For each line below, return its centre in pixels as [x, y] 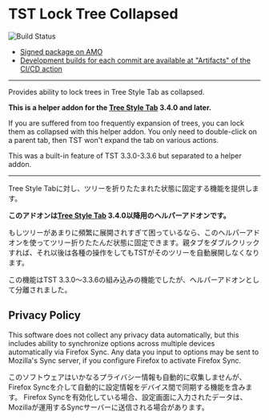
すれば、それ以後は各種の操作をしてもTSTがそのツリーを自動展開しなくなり [134, 252]
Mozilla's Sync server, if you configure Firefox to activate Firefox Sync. [125, 360]
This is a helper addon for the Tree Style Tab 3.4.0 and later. [110, 107]
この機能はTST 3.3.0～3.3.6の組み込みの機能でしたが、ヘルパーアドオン [127, 279]
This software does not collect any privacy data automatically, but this [124, 335]
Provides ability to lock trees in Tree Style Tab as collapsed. [106, 92]
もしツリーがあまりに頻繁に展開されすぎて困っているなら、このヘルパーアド [134, 232]
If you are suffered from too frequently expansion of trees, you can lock [126, 123]
